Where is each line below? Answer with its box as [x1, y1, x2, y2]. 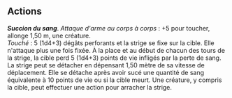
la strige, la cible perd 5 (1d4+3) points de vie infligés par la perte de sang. [7, 54, 222, 62]
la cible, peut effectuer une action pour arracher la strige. [7, 83, 173, 91]
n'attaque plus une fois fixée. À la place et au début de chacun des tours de [7, 46, 226, 54]
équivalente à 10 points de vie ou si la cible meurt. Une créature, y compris [7, 76, 222, 84]
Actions [7, 6, 42, 17]
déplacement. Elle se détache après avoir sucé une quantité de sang [7, 68, 205, 76]
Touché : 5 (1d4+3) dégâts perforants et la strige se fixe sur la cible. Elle [7, 38, 215, 47]
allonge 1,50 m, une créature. [7, 31, 91, 40]
